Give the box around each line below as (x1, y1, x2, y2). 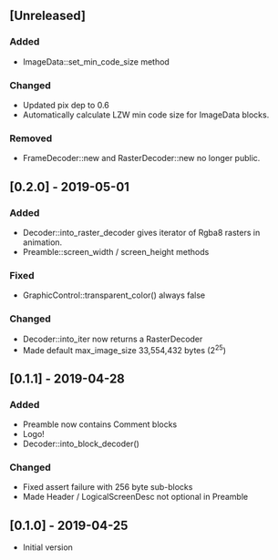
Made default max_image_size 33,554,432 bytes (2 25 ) (22, 342, 226, 355)
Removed (9, 132, 53, 145)
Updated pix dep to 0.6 (22, 99, 109, 110)
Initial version (22, 542, 73, 553)
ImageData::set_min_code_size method (22, 56, 170, 67)
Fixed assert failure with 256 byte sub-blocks (22, 482, 193, 493)
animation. (22, 237, 63, 248)
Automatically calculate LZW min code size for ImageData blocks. (22, 109, 270, 120)
